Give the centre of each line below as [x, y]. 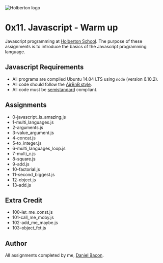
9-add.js [21, 164]
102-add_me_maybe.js [35, 223]
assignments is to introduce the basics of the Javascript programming [76, 46]
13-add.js [22, 185]
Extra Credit [24, 200]
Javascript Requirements [44, 67]
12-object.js [24, 180]
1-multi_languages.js [33, 122]
